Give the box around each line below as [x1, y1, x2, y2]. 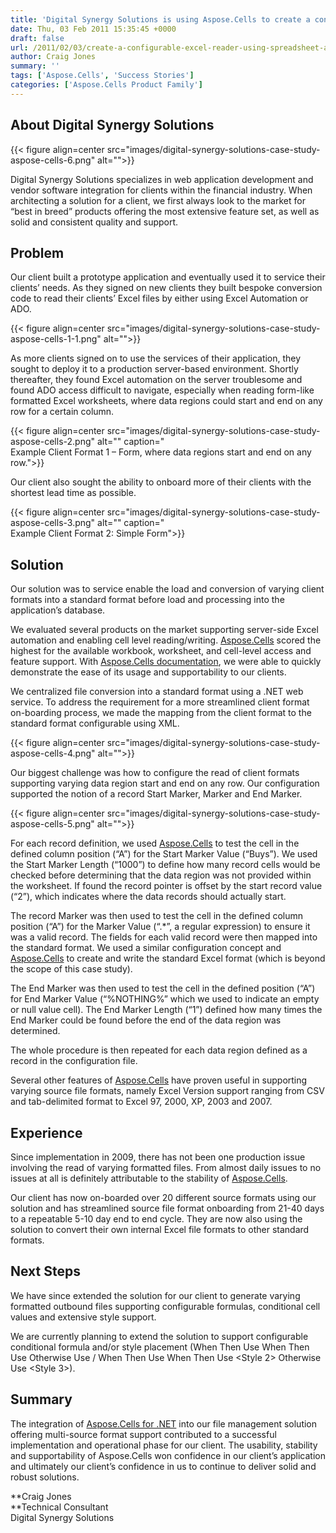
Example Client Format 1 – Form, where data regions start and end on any [10, 446, 312, 458]
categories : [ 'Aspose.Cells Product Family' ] [10, 80, 203, 90]
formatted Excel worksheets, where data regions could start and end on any [10, 395, 323, 407]
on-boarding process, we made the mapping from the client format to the [10, 707, 312, 719]
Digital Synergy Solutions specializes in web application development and [10, 173, 314, 185]
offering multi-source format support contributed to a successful [10, 1428, 277, 1440]
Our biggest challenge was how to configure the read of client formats [10, 767, 300, 779]
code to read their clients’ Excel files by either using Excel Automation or [10, 292, 309, 305]
